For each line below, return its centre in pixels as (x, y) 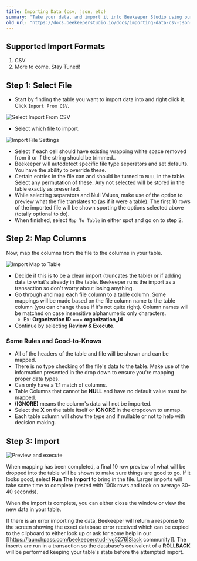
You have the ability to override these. (60, 170)
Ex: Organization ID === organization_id (73, 319)
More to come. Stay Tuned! (47, 67)
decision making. (35, 423)
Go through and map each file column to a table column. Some (90, 294)
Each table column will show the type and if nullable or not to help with (100, 416)
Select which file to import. (47, 128)
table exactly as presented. (47, 189)
